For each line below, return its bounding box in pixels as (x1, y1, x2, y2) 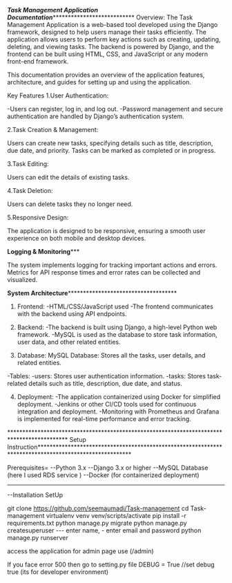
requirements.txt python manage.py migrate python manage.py (7, 519, 188, 527)
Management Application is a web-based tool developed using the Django (7, 21, 218, 28)
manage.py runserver (7, 534, 69, 542)
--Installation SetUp (7, 491, 64, 499)
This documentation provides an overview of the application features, (7, 71, 205, 79)
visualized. (7, 276, 38, 284)
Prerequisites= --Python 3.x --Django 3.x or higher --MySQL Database (7, 463, 209, 472)
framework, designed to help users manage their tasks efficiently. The (7, 28, 207, 36)
